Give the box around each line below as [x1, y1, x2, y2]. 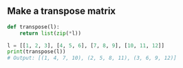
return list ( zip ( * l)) [19, 30, 81, 37]
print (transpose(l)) [7, 48, 67, 55]
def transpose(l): [7, 23, 60, 30]
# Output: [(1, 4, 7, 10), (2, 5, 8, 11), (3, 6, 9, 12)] [7, 54, 177, 62]
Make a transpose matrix [7, 5, 116, 17]
